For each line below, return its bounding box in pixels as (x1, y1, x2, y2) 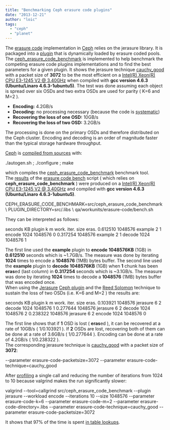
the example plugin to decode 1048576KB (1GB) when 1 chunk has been (5, 263, 158, 269)
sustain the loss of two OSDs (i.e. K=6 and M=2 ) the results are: (5, 290, 140, 296)
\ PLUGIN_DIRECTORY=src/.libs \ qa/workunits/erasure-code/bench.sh (5, 207, 154, 212)
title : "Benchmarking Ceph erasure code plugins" (5, 7, 113, 13)
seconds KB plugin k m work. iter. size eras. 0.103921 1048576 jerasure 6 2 (5, 300, 161, 306)
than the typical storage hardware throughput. (5, 140, 102, 146)
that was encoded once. (5, 279, 56, 285)
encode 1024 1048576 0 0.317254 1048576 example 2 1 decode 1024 (5, 231, 150, 238)
